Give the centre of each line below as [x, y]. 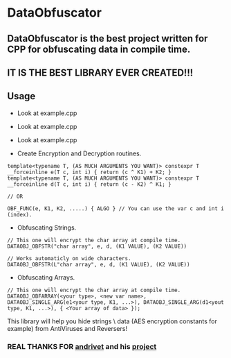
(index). [20, 214]
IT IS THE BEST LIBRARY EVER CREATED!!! [100, 73]
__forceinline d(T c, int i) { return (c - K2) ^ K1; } [89, 184]
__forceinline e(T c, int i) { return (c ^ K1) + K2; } [89, 172]
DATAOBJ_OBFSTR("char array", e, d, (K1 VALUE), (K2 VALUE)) [97, 246]
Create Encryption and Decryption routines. [79, 153]
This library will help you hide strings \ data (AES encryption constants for [112, 321]
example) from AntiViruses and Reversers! [67, 328]
